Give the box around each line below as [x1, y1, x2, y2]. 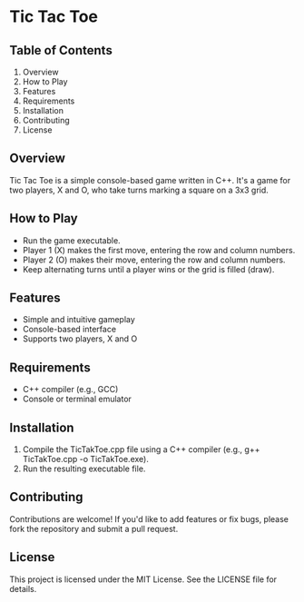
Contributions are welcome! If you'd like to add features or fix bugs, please [9, 513, 289, 524]
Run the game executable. [22, 234, 121, 246]
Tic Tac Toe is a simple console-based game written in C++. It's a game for [9, 174, 291, 185]
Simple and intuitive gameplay [22, 314, 136, 325]
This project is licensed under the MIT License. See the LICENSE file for [9, 574, 278, 585]
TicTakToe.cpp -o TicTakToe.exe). [22, 454, 150, 465]
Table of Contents [9, 43, 113, 58]
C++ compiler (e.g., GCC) [22, 384, 119, 395]
